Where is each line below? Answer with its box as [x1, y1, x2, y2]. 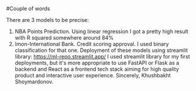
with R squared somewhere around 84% [14, 34, 114, 41]
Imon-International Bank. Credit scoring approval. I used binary [14, 41, 169, 47]
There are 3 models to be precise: [6, 17, 89, 23]
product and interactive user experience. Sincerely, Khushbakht [14, 72, 171, 79]
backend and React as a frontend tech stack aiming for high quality [14, 66, 179, 73]
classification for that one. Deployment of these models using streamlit [14, 47, 188, 54]
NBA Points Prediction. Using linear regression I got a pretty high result [14, 28, 189, 35]
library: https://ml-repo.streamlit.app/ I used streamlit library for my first [14, 53, 190, 60]
